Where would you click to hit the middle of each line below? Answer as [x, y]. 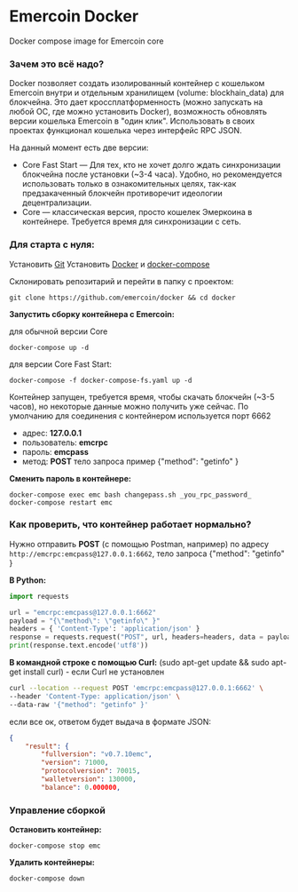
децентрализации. [57, 203]
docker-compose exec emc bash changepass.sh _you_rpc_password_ [130, 495]
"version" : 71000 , [75, 763]
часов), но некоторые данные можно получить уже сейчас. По [129, 406]
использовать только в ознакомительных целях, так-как [129, 184]
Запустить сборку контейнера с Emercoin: [92, 314]
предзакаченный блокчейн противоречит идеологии [122, 194]
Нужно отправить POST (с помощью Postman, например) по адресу [139, 544]
